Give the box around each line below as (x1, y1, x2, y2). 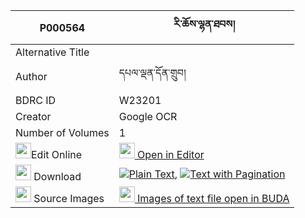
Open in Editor (137, 148, 205, 161)
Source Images (33, 192, 105, 205)
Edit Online (31, 148, 83, 161)
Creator (15, 110, 52, 123)
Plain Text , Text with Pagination (128, 167, 286, 181)
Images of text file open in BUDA (137, 192, 290, 205)
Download (33, 170, 82, 183)
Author (15, 69, 48, 83)
